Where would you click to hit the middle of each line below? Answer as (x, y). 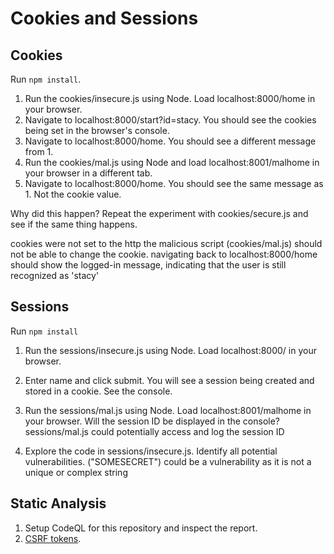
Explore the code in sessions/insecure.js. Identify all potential (151, 451)
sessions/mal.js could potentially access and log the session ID (154, 431)
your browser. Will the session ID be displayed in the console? (152, 421)
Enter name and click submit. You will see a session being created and (169, 380)
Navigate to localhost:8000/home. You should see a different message (170, 141)
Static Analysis (58, 503)
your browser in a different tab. (88, 173)
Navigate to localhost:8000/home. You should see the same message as (174, 183)
